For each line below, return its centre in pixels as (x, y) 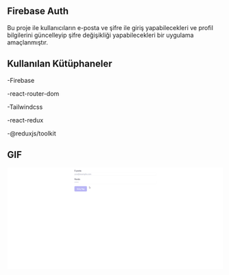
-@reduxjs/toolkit (32, 133)
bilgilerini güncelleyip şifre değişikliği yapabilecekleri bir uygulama (100, 35)
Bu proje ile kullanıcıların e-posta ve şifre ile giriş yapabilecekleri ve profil (110, 27)
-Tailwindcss (25, 107)
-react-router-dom (33, 93)
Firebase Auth (38, 11)
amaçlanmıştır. (27, 42)
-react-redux (25, 120)
